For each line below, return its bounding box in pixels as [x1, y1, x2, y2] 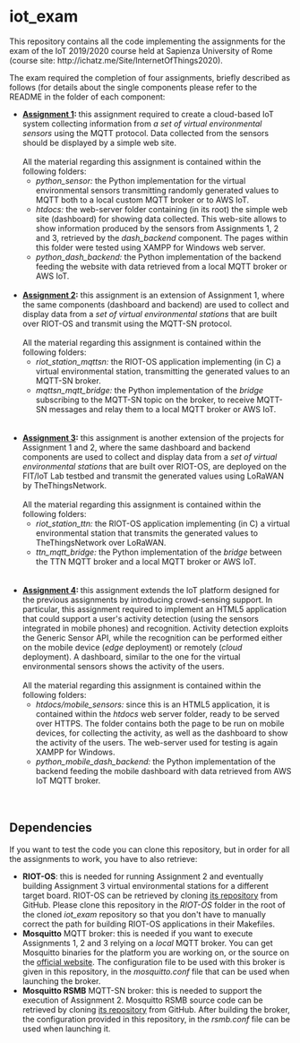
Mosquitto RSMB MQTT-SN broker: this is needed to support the [21, 985, 262, 996]
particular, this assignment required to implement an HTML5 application [21, 603, 287, 615]
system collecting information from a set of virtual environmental [21, 118, 262, 129]
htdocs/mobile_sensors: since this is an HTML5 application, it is [35, 699, 270, 710]
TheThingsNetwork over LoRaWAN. [35, 537, 167, 547]
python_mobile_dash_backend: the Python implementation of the [35, 755, 276, 767]
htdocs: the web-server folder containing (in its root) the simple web [35, 203, 288, 214]
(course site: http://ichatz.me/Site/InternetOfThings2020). [9, 55, 224, 65]
